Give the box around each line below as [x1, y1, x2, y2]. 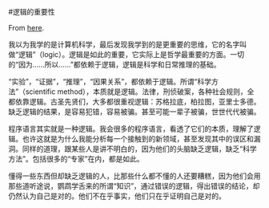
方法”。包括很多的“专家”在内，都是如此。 [8, 154, 144, 163]
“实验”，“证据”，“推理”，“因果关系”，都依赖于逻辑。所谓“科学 [8, 77, 212, 86]
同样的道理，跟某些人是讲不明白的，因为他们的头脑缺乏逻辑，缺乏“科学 [22, 144, 258, 153]
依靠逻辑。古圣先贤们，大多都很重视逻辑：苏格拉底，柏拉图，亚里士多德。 [14, 97, 261, 106]
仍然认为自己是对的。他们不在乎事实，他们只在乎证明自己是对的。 [8, 191, 226, 201]
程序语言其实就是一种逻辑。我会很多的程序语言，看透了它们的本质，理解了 [8, 124, 254, 133]
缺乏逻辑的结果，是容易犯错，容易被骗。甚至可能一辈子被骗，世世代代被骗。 [8, 107, 261, 116]
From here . [8, 23, 45, 32]
